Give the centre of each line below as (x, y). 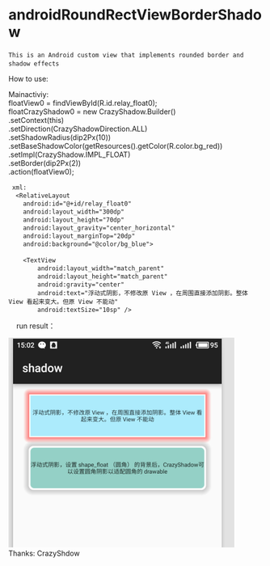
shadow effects (34, 63)
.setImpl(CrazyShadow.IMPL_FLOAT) (70, 154)
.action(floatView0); (41, 171)
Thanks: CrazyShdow (44, 553)
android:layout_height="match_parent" (103, 277)
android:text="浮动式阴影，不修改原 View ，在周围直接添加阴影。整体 (143, 293)
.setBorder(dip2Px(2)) (45, 163)
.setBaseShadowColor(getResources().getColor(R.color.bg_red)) (116, 146)
